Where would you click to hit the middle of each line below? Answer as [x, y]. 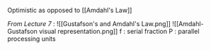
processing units [32, 39]
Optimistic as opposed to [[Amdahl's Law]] [70, 10]
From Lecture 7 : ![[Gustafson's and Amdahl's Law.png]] [89, 24]
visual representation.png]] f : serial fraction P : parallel [119, 31]
